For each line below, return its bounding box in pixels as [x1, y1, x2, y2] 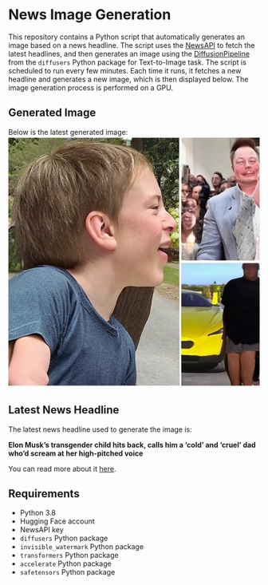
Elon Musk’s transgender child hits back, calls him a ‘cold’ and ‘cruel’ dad [8, 440, 257, 449]
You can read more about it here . [8, 464, 116, 473]
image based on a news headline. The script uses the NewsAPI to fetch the [8, 40, 255, 49]
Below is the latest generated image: [8, 127, 128, 136]
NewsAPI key [19, 525, 64, 535]
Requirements [8, 487, 80, 500]
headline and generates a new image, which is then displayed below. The [8, 74, 249, 84]
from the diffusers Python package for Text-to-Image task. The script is [8, 57, 247, 67]
